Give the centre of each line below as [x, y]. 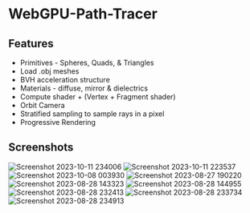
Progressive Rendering [58, 122]
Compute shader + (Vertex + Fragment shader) [98, 96]
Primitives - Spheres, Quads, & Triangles [87, 62]
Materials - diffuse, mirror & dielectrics [84, 88]
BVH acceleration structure [65, 80]
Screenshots [41, 148]
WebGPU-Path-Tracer [83, 14]
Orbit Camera [43, 105]
